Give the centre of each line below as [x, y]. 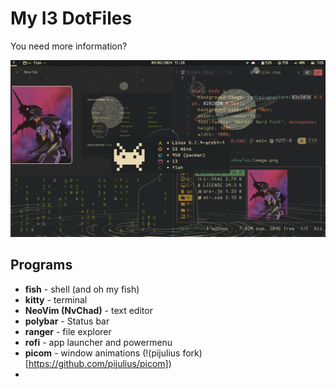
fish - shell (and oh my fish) [82, 289]
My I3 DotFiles [71, 18]
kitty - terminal [56, 299]
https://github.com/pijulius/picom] [98, 363]
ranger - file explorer [68, 331]
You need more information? [69, 46]
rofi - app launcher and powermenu [98, 342]
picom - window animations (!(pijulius [102, 353]
